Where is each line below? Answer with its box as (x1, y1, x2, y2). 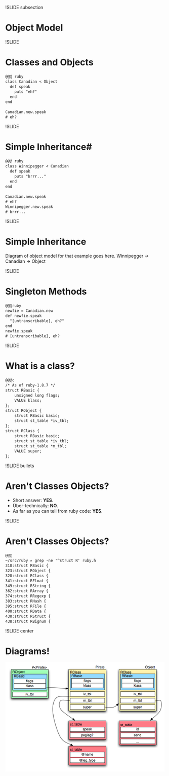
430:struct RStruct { (5, 614, 51, 619)
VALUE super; (14, 448, 42, 453)
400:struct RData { (5, 609, 47, 614)
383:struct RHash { (5, 598, 47, 604)
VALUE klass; (14, 398, 42, 403)
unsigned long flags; (14, 393, 60, 398)
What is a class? (5, 360, 75, 372)
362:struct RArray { (5, 588, 49, 593)
